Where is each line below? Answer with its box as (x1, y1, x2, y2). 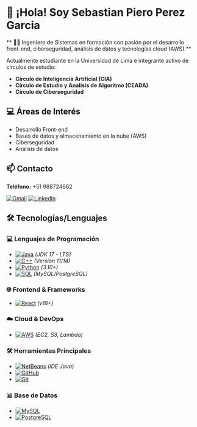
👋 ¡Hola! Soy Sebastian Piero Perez (6, 5, 185, 19)
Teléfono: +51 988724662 (6, 183, 73, 190)
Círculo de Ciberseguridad (15, 88, 84, 95)
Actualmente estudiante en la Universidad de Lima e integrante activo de (6, 57, 189, 64)
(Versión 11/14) (34, 257, 71, 264)
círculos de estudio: (6, 63, 56, 71)
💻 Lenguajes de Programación (6, 235, 99, 243)
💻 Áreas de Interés (6, 107, 81, 117)
